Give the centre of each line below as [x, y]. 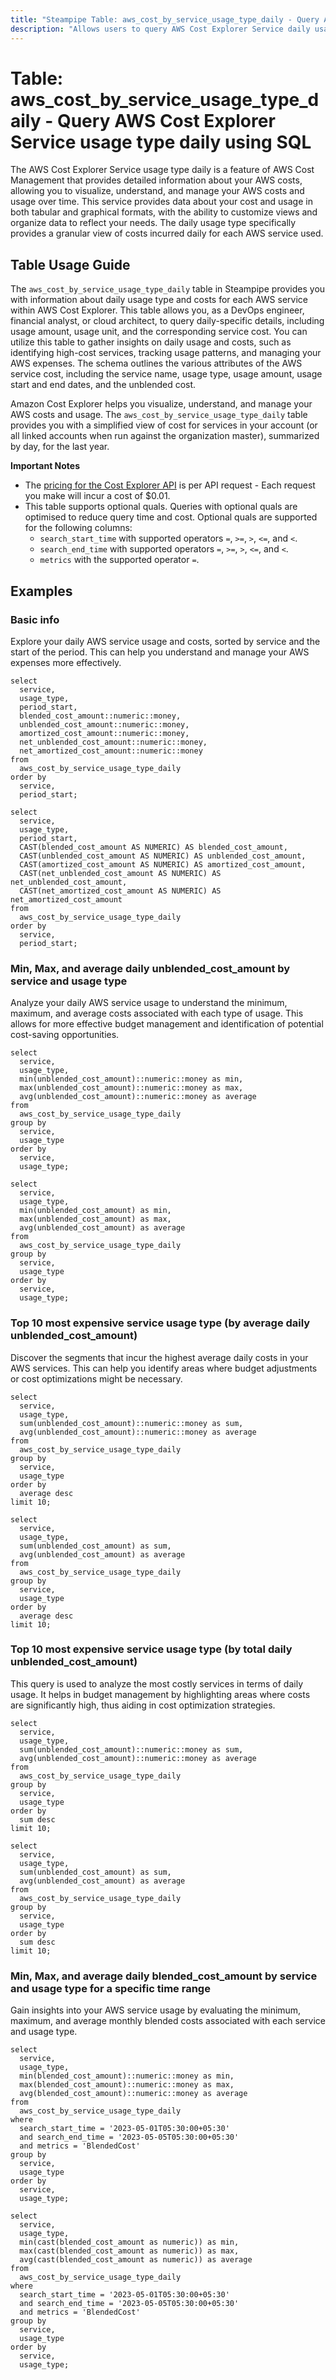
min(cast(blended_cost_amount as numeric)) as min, [129, 2242]
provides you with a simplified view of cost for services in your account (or [164, 425]
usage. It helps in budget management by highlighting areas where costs [160, 1694]
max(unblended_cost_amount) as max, [95, 1219]
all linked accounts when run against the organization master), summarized [165, 436]
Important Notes [45, 466]
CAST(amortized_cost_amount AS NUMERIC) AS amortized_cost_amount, [163, 864]
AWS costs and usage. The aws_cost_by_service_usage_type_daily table [159, 415]
